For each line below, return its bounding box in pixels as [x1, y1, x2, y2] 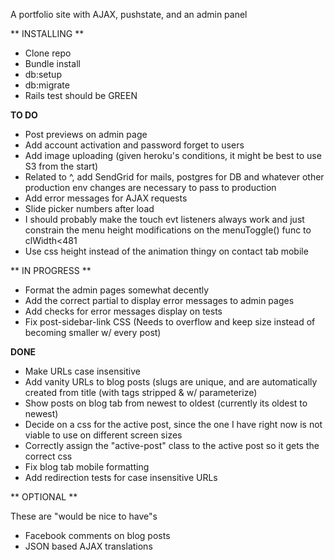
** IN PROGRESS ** [10, 265, 92, 276]
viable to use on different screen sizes [24, 429, 183, 441]
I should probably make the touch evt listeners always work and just [24, 214, 305, 225]
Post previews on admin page [24, 129, 148, 140]
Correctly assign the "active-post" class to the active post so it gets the [24, 440, 320, 451]
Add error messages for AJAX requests [24, 192, 188, 204]
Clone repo [24, 47, 72, 59]
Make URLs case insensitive [24, 365, 141, 377]
